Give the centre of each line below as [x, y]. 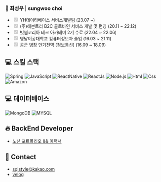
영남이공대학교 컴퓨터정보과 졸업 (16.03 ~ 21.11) [65, 39]
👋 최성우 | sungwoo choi [34, 8]
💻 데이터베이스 [27, 98]
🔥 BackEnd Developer [39, 129]
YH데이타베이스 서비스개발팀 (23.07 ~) [57, 20]
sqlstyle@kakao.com [34, 169]
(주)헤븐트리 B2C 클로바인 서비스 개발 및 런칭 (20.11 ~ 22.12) [78, 26]
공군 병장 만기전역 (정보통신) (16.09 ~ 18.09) [63, 45]
